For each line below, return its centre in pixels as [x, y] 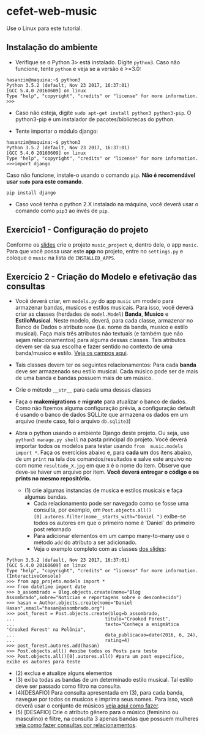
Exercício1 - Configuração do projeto [77, 230]
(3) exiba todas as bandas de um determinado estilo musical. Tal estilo [104, 680]
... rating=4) [68, 641]
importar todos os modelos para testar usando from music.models [99, 446]
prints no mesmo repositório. [53, 479]
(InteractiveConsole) [34, 576]
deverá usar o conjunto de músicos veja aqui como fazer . [88, 706]
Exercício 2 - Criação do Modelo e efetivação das [102, 277]
